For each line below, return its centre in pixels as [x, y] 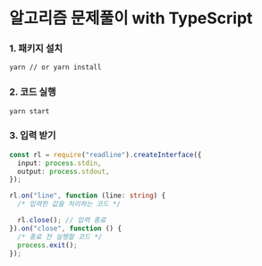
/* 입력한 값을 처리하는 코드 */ [69, 204]
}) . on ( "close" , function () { [66, 229]
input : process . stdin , [59, 163]
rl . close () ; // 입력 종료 [62, 220]
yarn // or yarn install [55, 68]
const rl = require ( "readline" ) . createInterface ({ [106, 154]
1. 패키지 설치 [36, 48]
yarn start [30, 111]
